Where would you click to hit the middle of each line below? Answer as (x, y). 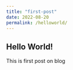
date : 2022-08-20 (28, 17)
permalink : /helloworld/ (37, 23)
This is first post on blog (36, 61)
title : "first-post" (32, 12)
